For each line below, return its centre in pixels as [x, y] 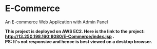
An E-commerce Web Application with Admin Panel [57, 22]
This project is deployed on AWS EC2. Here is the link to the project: [75, 31]
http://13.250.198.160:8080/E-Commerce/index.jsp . [60, 36]
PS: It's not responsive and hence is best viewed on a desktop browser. [79, 41]
